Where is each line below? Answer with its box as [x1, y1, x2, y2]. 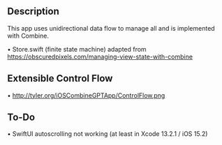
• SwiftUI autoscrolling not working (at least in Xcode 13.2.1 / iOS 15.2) [7, 130, 208, 138]
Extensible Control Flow [7, 72, 113, 84]
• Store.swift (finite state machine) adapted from [7, 45, 147, 53]
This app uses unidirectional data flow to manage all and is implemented [7, 24, 215, 32]
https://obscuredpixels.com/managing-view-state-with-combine [7, 52, 193, 61]
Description [7, 6, 59, 17]
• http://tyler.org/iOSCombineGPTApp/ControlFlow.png [7, 91, 165, 100]
